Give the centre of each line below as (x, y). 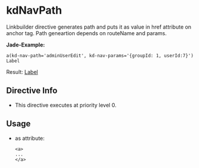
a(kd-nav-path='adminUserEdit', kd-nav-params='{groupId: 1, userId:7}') (100, 55)
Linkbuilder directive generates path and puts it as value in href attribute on (99, 27)
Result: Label (22, 71)
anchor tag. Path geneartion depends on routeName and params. (87, 33)
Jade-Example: (26, 45)
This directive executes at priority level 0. (65, 105)
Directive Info (32, 91)
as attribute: (30, 138)
